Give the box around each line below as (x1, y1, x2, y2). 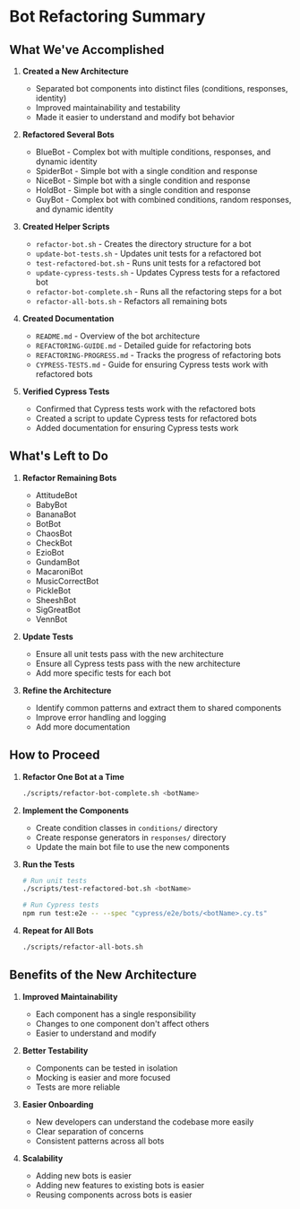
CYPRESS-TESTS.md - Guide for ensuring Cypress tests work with (35, 359, 269, 370)
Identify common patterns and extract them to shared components (35, 702, 282, 713)
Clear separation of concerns (35, 1126, 144, 1136)
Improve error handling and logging (35, 712, 167, 723)
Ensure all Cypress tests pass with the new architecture (35, 658, 241, 669)
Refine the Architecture (21, 685, 112, 696)
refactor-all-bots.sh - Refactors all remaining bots (35, 296, 227, 306)
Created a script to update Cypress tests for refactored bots (35, 413, 257, 424)
